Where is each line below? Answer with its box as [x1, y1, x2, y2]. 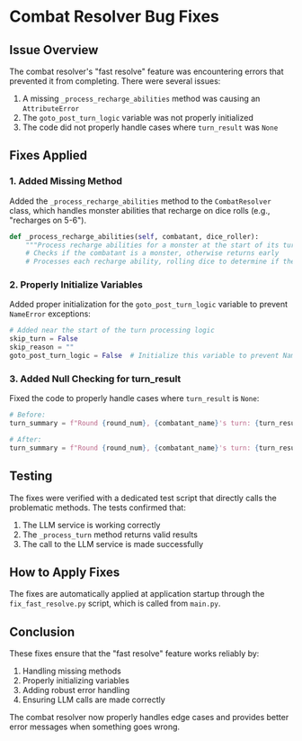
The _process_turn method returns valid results [22, 529, 198, 540]
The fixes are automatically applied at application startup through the [9, 589, 265, 599]
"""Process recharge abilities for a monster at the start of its [25, 241, 280, 250]
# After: [9, 435, 42, 444]
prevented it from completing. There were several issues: [9, 76, 221, 87]
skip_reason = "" [9, 343, 75, 352]
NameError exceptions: [9, 308, 92, 319]
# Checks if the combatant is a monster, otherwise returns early [25, 249, 280, 258]
